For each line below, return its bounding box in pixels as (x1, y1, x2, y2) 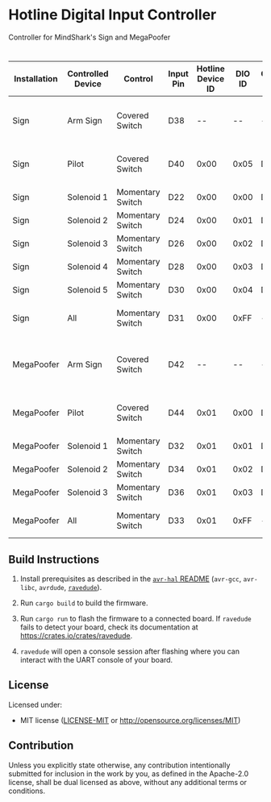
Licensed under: (8, 700, 63, 709)
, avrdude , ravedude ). (35, 582, 102, 592)
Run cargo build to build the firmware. (19, 598, 148, 608)
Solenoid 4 (67, 261, 109, 272)
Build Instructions (8, 552, 100, 566)
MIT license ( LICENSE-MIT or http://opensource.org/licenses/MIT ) (19, 715, 241, 725)
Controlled (67, 69, 109, 80)
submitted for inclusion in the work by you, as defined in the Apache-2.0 (8, 768, 248, 779)
